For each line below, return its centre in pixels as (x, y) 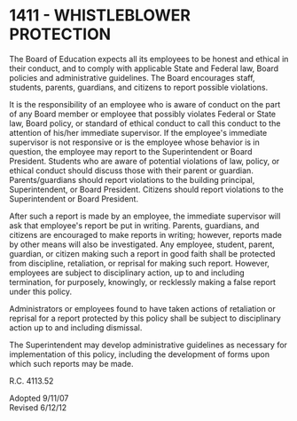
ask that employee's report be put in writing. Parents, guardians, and (134, 225)
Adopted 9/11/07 (39, 398)
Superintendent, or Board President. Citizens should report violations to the (146, 189)
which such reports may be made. (71, 363)
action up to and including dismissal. (76, 327)
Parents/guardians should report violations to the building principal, (132, 179)
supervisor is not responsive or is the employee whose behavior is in (134, 142)
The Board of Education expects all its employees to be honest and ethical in (149, 59)
